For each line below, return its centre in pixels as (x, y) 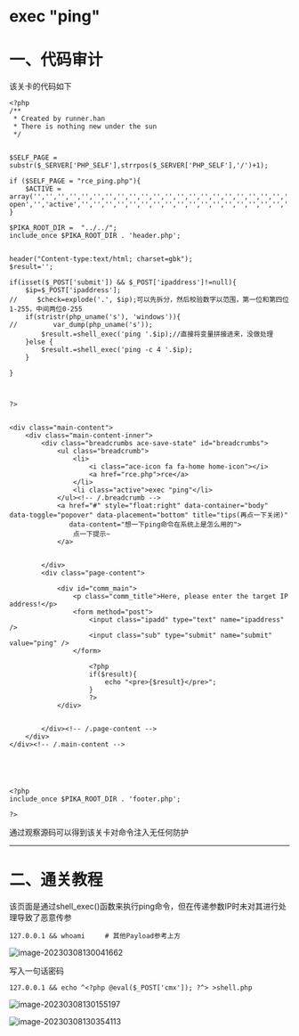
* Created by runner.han (59, 119)
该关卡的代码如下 (40, 86)
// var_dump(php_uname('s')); (81, 325)
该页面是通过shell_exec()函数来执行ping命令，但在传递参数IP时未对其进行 (144, 907)
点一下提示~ (92, 534)
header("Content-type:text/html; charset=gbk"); (101, 259)
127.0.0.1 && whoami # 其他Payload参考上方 (95, 936)
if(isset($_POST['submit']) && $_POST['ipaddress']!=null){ (123, 282)
